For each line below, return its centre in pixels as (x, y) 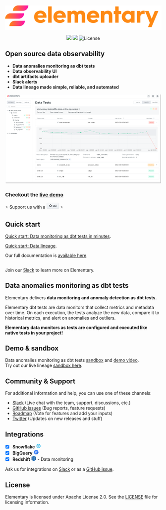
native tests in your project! (34, 333)
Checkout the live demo (34, 194)
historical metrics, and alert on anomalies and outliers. (60, 318)
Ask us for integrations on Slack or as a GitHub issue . (59, 469)
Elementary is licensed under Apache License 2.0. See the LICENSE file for (82, 497)
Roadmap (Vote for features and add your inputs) (62, 414)
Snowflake (24, 447)
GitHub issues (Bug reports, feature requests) (59, 408)
